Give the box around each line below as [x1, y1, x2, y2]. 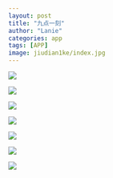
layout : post [8, 11, 52, 20]
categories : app [8, 34, 63, 42]
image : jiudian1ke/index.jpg [8, 49, 106, 57]
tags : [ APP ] [8, 42, 48, 50]
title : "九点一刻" [8, 19, 66, 27]
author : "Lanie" [8, 26, 63, 34]
